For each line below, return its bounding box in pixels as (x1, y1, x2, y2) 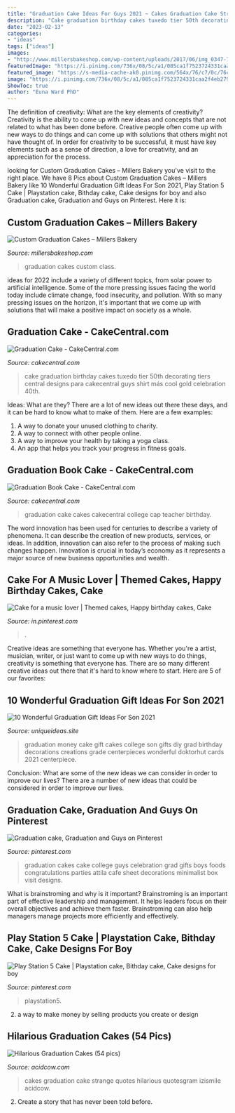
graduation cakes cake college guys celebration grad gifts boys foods (24, 861, 226, 869)
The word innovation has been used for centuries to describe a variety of (7, 524, 218, 532)
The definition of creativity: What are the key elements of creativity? (7, 108, 204, 117)
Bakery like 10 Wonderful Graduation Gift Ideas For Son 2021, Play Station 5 (7, 181, 225, 190)
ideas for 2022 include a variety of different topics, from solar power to (7, 275, 212, 284)
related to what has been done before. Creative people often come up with (7, 123, 222, 131)
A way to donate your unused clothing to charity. (17, 421, 158, 430)
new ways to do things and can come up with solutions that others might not (7, 131, 227, 139)
